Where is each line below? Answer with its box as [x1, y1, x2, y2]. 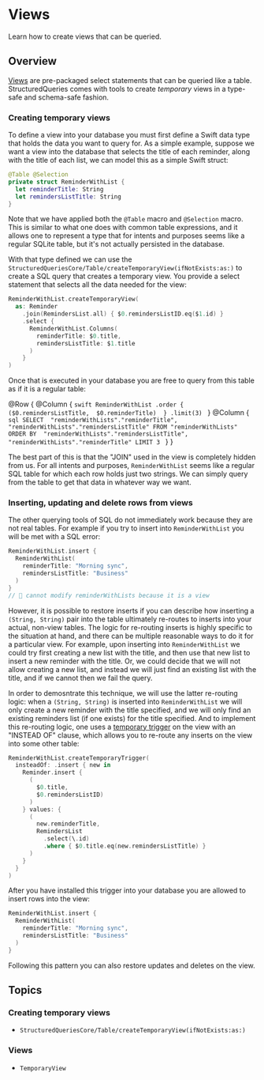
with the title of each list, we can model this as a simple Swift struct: [8, 156, 229, 165]
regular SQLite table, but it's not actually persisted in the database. [8, 240, 225, 249]
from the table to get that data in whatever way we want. [8, 478, 191, 487]
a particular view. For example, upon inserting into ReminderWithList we [8, 639, 240, 649]
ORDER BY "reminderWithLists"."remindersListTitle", [8, 430, 189, 438]
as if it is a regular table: [8, 384, 87, 394]
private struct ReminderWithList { [8, 178, 125, 186]
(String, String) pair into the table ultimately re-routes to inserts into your [8, 614, 252, 624]
